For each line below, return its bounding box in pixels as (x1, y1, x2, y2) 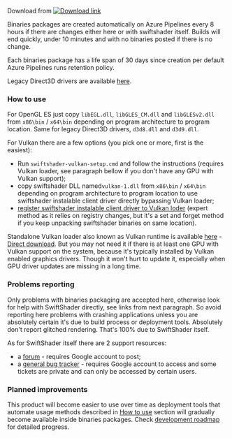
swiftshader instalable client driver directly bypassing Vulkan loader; (17, 196, 215, 205)
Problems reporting (7, 279, 75, 289)
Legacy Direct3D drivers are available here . (7, 77, 132, 85)
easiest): (7, 146, 33, 154)
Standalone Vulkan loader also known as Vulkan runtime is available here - (7, 233, 222, 241)
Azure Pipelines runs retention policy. (7, 64, 115, 71)
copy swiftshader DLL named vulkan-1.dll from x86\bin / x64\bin (17, 182, 206, 190)
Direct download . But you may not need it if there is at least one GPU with (7, 240, 219, 248)
